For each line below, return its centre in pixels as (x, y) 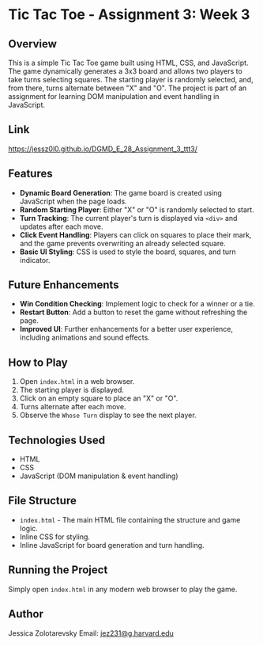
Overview (33, 44)
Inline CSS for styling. (55, 537)
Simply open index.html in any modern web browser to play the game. (123, 589)
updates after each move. (61, 226)
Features (30, 174)
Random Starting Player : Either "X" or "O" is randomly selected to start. (137, 209)
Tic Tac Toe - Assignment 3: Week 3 (129, 15)
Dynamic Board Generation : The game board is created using (121, 192)
